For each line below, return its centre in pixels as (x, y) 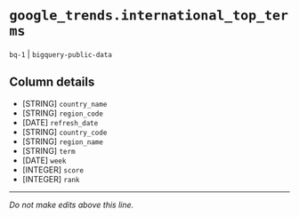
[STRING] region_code (63, 113)
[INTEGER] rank (51, 179)
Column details (52, 82)
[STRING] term (48, 150)
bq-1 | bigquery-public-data (61, 54)
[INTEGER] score (53, 169)
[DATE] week (44, 160)
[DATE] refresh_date (60, 122)
